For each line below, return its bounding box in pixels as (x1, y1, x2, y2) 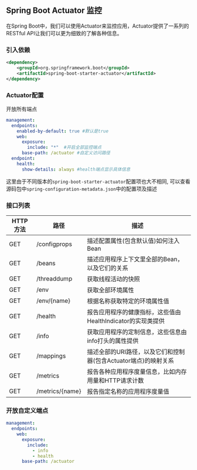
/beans (36, 259, 56, 267)
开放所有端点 (6, 105, 37, 112)
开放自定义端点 (6, 406, 49, 415)
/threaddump (36, 274, 73, 282)
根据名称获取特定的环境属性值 (87, 296, 169, 305)
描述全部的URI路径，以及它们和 (87, 348, 174, 356)
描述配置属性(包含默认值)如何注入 (87, 236, 180, 245)
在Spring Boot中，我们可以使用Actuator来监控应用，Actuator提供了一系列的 (6, 22, 189, 29)
